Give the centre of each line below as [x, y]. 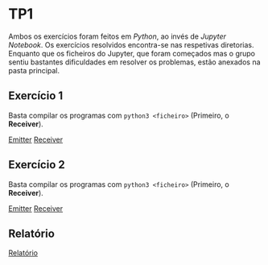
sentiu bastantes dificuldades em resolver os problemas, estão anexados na [134, 62]
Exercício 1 [36, 96]
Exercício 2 [37, 165]
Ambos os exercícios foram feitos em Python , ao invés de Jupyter [118, 36]
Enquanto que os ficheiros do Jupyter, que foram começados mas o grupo [132, 53]
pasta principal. [34, 70]
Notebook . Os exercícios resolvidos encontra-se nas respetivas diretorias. [131, 44]
